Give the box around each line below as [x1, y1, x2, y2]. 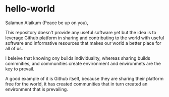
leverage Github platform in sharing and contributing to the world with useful [5, 35, 164, 41]
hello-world [5, 3, 55, 15]
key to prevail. [5, 66, 34, 72]
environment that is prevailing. [5, 86, 68, 92]
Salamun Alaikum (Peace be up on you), [5, 20, 89, 26]
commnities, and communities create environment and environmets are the [5, 60, 161, 66]
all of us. [5, 45, 23, 51]
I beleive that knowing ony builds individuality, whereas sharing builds [5, 55, 150, 61]
